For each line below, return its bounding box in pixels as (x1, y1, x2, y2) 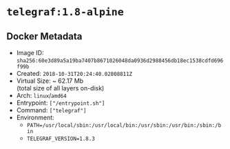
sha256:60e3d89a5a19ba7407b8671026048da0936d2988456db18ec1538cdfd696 (16, 57, 224, 64)
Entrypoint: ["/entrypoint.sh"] (16, 99, 105, 107)
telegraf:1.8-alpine (6, 6, 125, 19)
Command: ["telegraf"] (16, 106, 87, 114)
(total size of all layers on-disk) (16, 84, 105, 92)
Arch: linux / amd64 (16, 92, 67, 99)
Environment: (16, 113, 54, 121)
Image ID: (16, 49, 44, 57)
